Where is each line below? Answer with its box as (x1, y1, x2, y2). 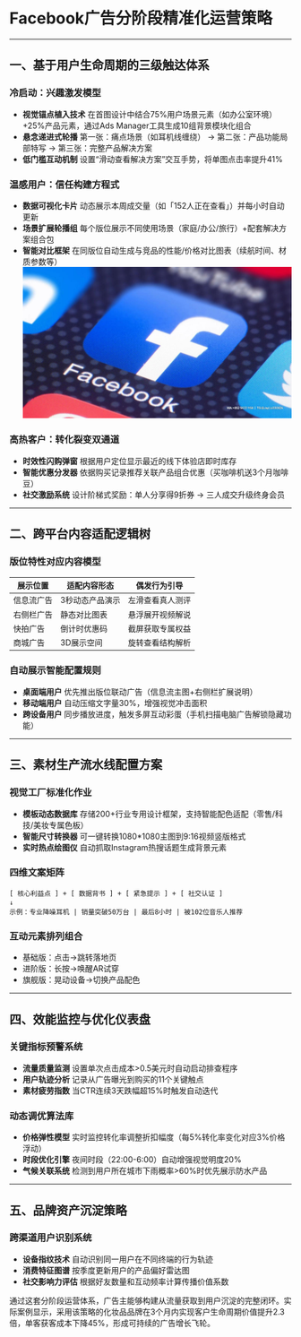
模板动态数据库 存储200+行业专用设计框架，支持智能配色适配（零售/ (21, 808, 276, 819)
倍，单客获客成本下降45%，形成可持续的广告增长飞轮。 (9, 1317, 216, 1328)
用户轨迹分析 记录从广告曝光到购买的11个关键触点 (21, 1074, 204, 1084)
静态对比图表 (60, 608, 107, 619)
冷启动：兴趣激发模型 (9, 87, 101, 99)
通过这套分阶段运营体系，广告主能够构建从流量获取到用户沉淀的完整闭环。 (9, 1295, 284, 1306)
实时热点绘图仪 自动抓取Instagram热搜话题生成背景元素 (21, 841, 227, 852)
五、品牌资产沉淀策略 (9, 1203, 127, 1218)
